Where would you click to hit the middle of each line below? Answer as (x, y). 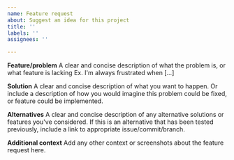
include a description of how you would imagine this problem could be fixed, (117, 94)
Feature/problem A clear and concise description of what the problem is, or (116, 65)
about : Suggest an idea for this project (68, 20)
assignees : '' (28, 40)
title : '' (22, 26)
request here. (27, 150)
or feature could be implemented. (55, 101)
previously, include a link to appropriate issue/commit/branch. (96, 129)
